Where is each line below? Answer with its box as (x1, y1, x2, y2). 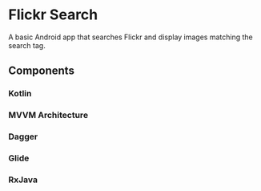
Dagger (8, 131, 38, 142)
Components (8, 64, 74, 78)
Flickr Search (8, 6, 98, 24)
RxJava (8, 174, 38, 185)
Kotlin (8, 88, 32, 100)
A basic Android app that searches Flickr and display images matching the (8, 32, 254, 42)
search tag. (8, 40, 46, 50)
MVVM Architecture (8, 110, 89, 121)
